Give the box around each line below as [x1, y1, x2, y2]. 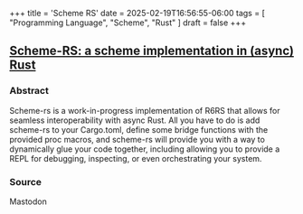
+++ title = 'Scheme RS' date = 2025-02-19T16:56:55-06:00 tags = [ [9, 8, 265, 18]
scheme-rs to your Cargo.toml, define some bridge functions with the [9, 124, 269, 135]
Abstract [9, 85, 50, 98]
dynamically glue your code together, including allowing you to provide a [9, 144, 280, 154]
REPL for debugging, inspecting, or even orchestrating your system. [9, 153, 262, 163]
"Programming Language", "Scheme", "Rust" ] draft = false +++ [9, 17, 247, 28]
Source [9, 175, 43, 188]
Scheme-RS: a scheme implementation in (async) [9, 43, 294, 59]
